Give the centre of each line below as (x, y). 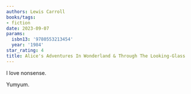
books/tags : (21, 17)
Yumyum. (18, 84)
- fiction (19, 23)
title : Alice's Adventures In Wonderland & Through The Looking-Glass (96, 56)
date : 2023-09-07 (28, 28)
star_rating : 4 (25, 51)
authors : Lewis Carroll (36, 12)
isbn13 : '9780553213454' (42, 39)
